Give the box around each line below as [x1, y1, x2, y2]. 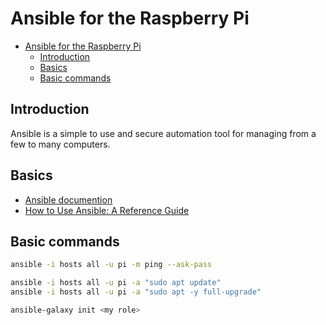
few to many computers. [10, 138, 111, 150]
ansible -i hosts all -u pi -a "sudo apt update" [10, 278, 222, 288]
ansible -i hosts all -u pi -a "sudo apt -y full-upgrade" [10, 287, 262, 297]
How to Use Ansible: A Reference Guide [24, 204, 190, 216]
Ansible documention [24, 193, 113, 206]
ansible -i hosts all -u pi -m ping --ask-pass [10, 260, 213, 270]
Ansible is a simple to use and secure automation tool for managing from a [10, 127, 317, 139]
